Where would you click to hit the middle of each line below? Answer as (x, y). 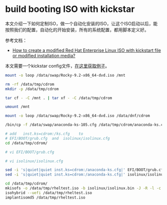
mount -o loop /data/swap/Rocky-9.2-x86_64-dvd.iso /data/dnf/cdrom (78, 116)
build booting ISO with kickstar (70, 9)
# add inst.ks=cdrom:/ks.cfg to (44, 134)
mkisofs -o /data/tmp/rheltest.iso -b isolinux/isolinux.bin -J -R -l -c (83, 188)
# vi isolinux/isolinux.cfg (34, 161)
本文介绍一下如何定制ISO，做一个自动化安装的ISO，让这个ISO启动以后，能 (82, 23)
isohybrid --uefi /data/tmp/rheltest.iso (49, 193)
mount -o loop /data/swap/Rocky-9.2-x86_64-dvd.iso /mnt (65, 75)
